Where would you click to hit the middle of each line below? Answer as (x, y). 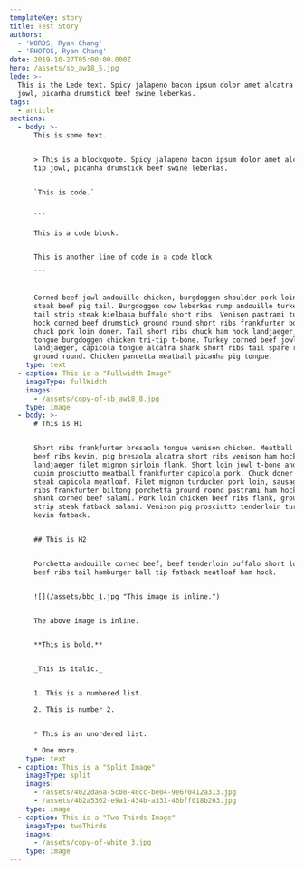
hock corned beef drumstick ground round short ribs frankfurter (159, 323)
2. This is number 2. (74, 710)
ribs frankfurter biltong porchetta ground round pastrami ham (155, 490)
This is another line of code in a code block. (125, 257)
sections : (28, 118)
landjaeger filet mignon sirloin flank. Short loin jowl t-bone (157, 465)
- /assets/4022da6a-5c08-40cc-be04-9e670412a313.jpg (135, 792)
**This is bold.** (68, 645)
